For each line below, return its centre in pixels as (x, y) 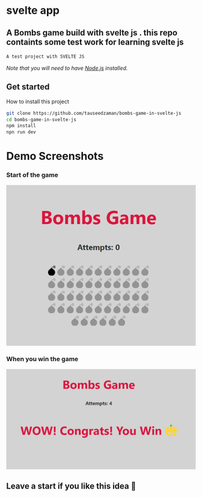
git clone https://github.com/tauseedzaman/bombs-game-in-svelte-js (94, 113)
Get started (28, 87)
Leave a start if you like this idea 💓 (71, 486)
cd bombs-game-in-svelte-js (41, 120)
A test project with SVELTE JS (45, 56)
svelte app (33, 11)
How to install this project (38, 101)
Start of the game (32, 175)
